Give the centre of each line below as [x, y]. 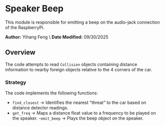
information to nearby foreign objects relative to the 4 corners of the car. [79, 69]
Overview [20, 52]
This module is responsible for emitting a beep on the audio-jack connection [82, 22]
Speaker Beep [34, 9]
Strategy [16, 82]
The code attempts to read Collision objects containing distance [71, 64]
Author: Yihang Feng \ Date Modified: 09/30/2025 [57, 37]
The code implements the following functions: [52, 93]
